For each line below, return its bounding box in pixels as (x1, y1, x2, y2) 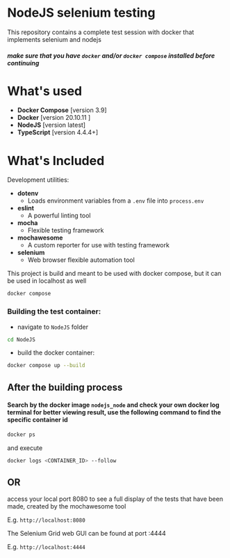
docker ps (7, 431, 36, 438)
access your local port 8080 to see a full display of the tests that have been (7, 495, 224, 503)
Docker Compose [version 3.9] (17, 106, 107, 114)
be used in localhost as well (7, 277, 87, 285)
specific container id (7, 416, 68, 424)
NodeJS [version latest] (17, 121, 85, 130)
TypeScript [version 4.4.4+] (17, 128, 99, 137)
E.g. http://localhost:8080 (7, 516, 85, 524)
